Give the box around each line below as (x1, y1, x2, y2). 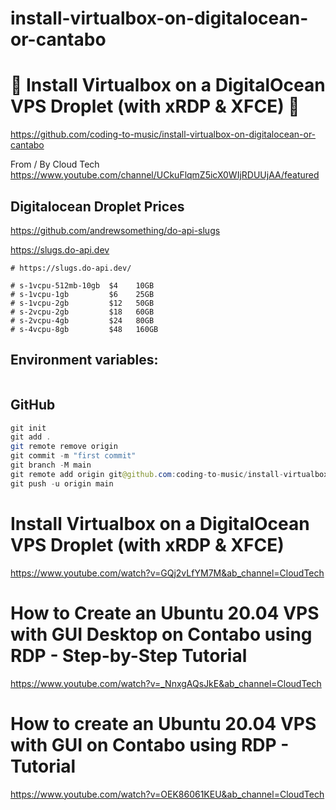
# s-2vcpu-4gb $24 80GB (10, 315, 155, 326)
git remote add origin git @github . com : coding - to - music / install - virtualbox (10, 469, 329, 479)
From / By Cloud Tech (10, 158, 100, 171)
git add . (10, 432, 52, 442)
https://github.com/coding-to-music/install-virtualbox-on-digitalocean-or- (10, 128, 317, 141)
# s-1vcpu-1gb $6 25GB (10, 289, 155, 299)
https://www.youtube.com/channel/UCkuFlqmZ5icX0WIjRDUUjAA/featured (10, 169, 320, 181)
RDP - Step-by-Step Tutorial (10, 644, 248, 667)
